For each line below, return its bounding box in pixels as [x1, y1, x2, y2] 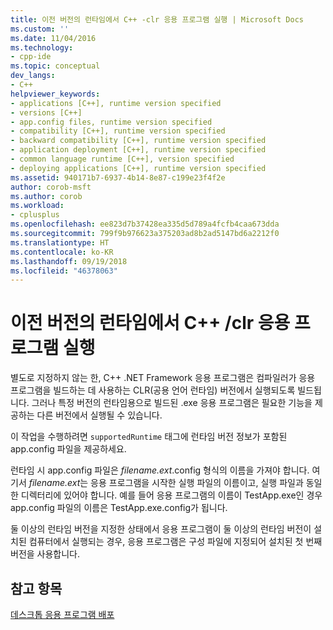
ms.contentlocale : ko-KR [10, 247, 114, 257]
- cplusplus [10, 210, 60, 220]
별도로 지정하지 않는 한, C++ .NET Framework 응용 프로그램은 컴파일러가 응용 [10, 372, 316, 384]
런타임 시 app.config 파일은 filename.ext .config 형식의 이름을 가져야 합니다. [10, 464, 310, 476]
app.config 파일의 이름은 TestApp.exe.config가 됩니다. [10, 502, 228, 514]
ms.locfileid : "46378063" [10, 266, 118, 276]
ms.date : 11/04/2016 [10, 33, 97, 43]
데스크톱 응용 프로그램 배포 [10, 609, 115, 620]
